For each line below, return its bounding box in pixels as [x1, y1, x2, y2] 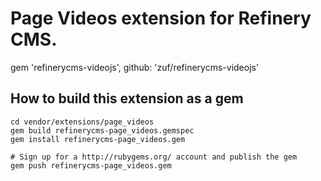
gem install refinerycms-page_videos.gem [10, 134, 186, 144]
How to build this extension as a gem [10, 90, 244, 107]
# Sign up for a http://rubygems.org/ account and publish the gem [10, 152, 298, 162]
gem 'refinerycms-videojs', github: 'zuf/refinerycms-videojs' [10, 61, 260, 73]
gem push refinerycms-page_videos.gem [10, 160, 172, 171]
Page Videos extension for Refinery [10, 7, 312, 30]
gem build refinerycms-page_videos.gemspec [10, 125, 195, 136]
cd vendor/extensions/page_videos [10, 117, 155, 127]
